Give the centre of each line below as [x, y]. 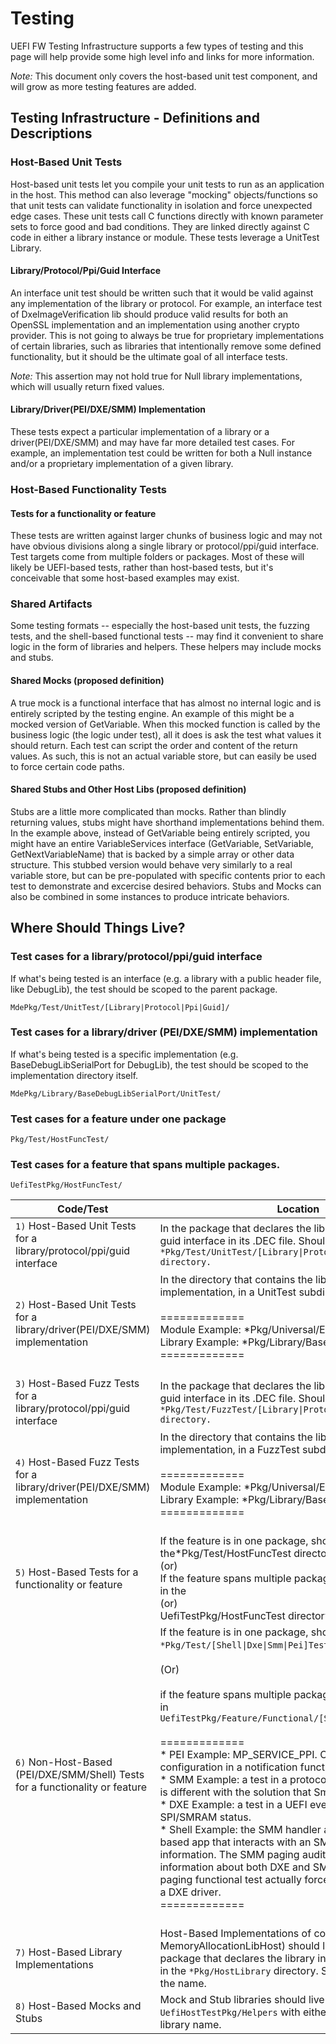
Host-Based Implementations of [235, 1934]
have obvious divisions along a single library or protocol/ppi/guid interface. [165, 546]
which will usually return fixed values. [87, 386]
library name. [190, 2025]
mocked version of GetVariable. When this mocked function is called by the [165, 724]
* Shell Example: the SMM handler [240, 1830]
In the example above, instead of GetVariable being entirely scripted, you [160, 833]
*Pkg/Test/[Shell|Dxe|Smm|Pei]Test [244, 1645]
